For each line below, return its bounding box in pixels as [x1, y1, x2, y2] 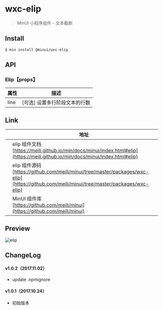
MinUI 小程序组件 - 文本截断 [16, 20, 73, 26]
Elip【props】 [5, 76, 38, 83]
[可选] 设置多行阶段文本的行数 [22, 99, 91, 106]
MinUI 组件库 [12, 196, 42, 202]
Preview [5, 224, 31, 232]
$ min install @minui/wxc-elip [5, 47, 68, 52]
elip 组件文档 [12, 141, 42, 147]
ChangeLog [5, 251, 41, 260]
